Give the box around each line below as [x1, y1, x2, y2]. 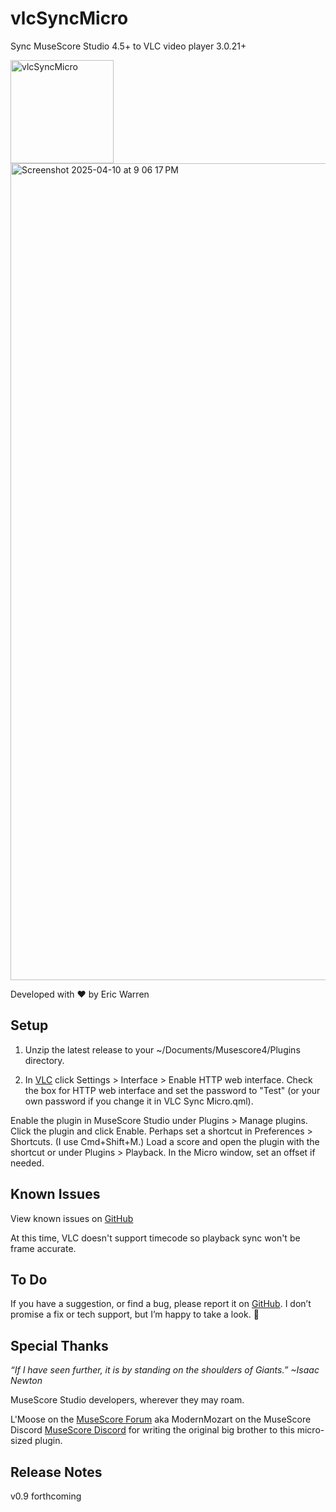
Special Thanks [10, 1337, 109, 1354]
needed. [10, 1157, 45, 1169]
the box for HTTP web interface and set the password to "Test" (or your [24, 1084, 321, 1096]
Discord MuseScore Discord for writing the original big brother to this [10, 1424, 295, 1436]
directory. [24, 1054, 65, 1066]
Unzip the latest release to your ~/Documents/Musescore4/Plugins [24, 1043, 301, 1056]
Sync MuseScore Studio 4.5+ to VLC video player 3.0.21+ [10, 40, 247, 52]
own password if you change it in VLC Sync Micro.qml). [24, 1095, 254, 1107]
